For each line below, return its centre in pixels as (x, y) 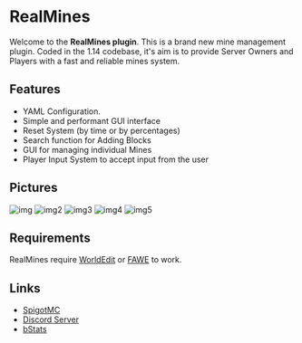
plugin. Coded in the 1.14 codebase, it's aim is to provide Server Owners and (151, 51)
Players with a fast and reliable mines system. (95, 61)
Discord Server (51, 319)
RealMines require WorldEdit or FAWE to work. (96, 260)
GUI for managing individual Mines (87, 149)
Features (35, 89)
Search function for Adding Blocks (87, 140)
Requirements (50, 238)
